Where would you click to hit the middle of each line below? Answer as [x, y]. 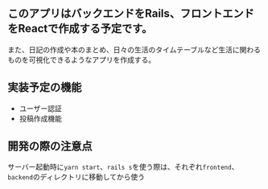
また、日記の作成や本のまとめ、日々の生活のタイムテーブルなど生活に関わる [134, 49]
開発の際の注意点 [50, 146]
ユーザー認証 [40, 108]
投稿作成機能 [40, 118]
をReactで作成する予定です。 [80, 29]
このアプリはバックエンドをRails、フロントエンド [131, 14]
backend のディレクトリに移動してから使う [76, 177]
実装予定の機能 [45, 87]
